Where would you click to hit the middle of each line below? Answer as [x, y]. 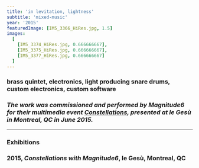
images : [16, 34]
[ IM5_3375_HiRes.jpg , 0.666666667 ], [63, 50]
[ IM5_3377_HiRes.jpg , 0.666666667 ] [61, 56]
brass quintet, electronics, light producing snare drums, [88, 82]
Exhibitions [23, 142]
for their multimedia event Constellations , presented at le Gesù [99, 112]
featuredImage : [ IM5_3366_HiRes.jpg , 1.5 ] [60, 28]
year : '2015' [23, 22]
